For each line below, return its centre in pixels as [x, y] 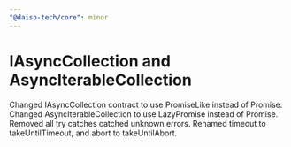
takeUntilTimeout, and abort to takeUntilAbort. [93, 133]
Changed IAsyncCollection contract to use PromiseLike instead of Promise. [146, 104]
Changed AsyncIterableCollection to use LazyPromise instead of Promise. [144, 114]
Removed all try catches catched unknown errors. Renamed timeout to [138, 123]
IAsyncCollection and [90, 61]
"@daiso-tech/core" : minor [59, 17]
